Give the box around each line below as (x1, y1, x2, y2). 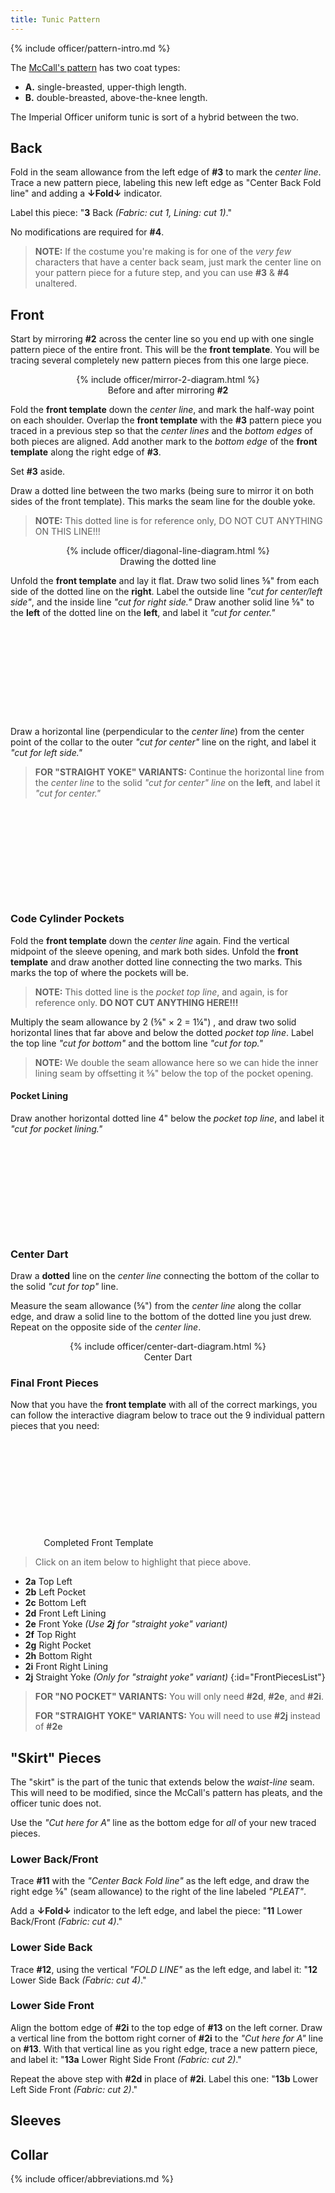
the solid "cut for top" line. (10, 1281, 119, 1293)
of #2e (34, 1721, 63, 1733)
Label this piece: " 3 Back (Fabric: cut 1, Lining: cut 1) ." (10, 207, 232, 219)
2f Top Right (24, 1629, 77, 1641)
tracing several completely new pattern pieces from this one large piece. (10, 354, 310, 366)
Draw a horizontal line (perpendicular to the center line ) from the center (10, 726, 305, 738)
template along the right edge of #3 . (10, 446, 162, 458)
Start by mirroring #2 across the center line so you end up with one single (10, 333, 315, 345)
